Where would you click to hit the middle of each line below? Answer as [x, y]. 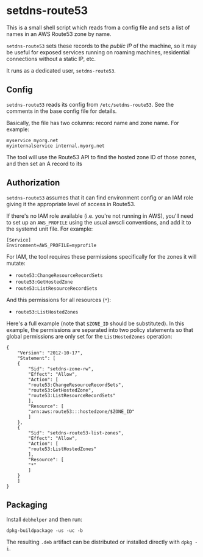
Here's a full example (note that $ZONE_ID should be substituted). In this [95, 323]
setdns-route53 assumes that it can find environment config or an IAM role [100, 197]
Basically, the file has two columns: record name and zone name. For [93, 123]
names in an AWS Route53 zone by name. [59, 34]
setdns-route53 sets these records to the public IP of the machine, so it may [101, 46]
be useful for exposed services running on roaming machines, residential [98, 52]
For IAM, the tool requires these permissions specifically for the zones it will [101, 256]
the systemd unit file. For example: [50, 229]
